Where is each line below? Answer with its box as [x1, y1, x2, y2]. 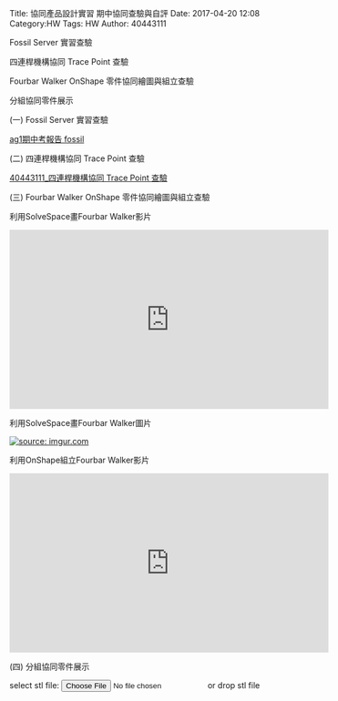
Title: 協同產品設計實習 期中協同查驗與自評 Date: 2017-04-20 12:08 [9, 8, 261, 18]
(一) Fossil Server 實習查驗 [9, 115, 109, 125]
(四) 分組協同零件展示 [9, 661, 90, 672]
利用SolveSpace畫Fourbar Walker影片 [9, 211, 152, 221]
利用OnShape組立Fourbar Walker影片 [9, 454, 150, 465]
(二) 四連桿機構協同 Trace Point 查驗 [9, 153, 146, 164]
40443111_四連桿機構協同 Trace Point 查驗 [9, 172, 168, 183]
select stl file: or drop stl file [9, 680, 261, 690]
